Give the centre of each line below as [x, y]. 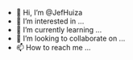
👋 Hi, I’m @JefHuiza [49, 13]
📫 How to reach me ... [53, 47]
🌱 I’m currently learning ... [59, 30]
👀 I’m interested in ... [50, 21]
